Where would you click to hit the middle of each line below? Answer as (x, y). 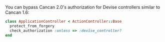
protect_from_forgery (32, 26)
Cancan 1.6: (17, 12)
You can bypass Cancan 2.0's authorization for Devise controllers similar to (83, 7)
